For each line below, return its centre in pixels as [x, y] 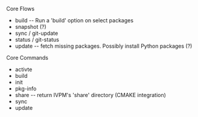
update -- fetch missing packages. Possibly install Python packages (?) [104, 46]
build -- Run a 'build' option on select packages [74, 20]
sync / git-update [37, 33]
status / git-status [37, 40]
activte [24, 69]
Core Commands [27, 58]
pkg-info [26, 89]
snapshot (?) [30, 27]
